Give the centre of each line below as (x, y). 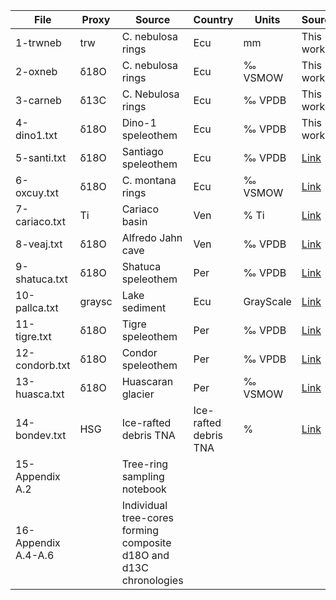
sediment (144, 307)
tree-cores (147, 517)
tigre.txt (33, 336)
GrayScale (267, 301)
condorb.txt (43, 365)
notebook (144, 489)
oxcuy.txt (37, 192)
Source (152, 19)
